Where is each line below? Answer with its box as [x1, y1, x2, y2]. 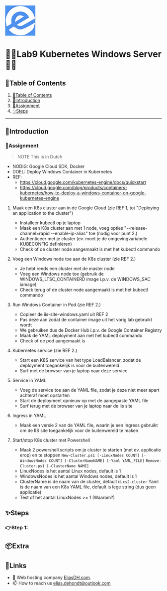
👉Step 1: [5, 524, 28, 531]
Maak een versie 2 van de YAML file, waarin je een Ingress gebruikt [19, 422, 158, 428]
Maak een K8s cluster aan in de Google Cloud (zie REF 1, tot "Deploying [12, 205, 159, 211]
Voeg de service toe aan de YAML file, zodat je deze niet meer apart [19, 387, 160, 393]
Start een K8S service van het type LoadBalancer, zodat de [19, 357, 141, 363]
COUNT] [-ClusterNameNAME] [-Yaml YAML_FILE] [49, 458, 145, 463]
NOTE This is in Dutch [17, 153, 63, 159]
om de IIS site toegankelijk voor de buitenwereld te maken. [19, 427, 140, 434]
